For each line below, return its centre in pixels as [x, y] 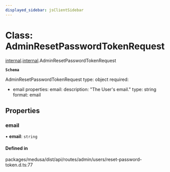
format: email [27, 95]
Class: [19, 35]
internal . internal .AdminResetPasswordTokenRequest [61, 60]
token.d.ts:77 [19, 165]
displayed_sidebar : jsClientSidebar [44, 10]
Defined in [17, 148]
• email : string [21, 137]
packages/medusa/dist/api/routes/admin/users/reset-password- [74, 160]
